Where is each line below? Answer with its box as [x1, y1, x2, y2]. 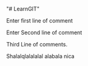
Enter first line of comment [6, 17, 73, 24]
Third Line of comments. [6, 41, 68, 48]
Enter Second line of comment [6, 29, 83, 36]
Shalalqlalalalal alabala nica [6, 53, 75, 60]
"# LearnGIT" [6, 5, 39, 12]
